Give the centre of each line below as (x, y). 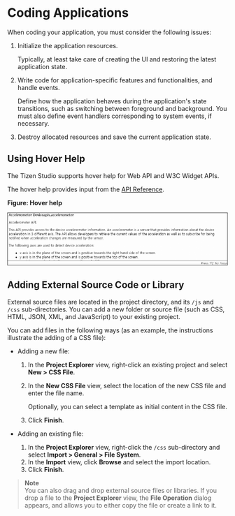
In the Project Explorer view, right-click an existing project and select (128, 364)
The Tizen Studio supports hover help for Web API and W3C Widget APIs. (113, 175)
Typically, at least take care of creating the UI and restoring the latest (117, 59)
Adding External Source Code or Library (96, 285)
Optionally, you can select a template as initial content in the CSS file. (127, 406)
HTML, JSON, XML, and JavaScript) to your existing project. (94, 316)
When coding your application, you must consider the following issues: (109, 32)
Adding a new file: (43, 351)
